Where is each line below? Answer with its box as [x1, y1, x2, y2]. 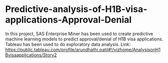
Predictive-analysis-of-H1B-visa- [5, 3, 147, 15]
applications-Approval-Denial [5, 14, 132, 25]
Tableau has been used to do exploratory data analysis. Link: [5, 41, 131, 47]
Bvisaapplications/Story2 [5, 51, 57, 58]
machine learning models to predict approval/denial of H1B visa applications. [5, 36, 163, 42]
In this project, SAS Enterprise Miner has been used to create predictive [5, 30, 153, 36]
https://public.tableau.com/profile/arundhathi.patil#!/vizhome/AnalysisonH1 [5, 46, 160, 52]
